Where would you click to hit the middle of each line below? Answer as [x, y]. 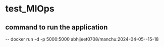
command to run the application [57, 27]
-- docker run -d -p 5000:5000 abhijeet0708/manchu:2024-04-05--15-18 [82, 39]
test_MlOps [30, 9]
